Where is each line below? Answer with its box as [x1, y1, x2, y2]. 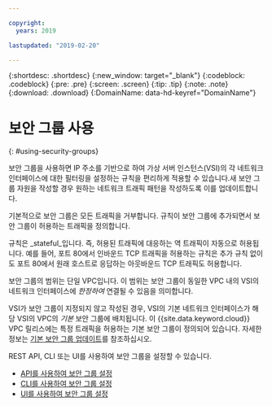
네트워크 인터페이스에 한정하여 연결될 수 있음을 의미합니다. [8, 286, 194, 296]
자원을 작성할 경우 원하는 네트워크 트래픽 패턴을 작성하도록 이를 [16, 184, 217, 194]
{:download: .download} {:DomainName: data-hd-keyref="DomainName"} [8, 88, 257, 98]
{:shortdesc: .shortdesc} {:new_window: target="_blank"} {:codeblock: [8, 71, 246, 81]
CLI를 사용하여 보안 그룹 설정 [20, 379, 112, 389]
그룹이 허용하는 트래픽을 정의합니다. [16, 221, 130, 231]
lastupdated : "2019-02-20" [8, 41, 100, 50]
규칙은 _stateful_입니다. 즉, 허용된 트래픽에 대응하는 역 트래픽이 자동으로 [8, 238, 238, 248]
